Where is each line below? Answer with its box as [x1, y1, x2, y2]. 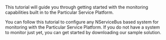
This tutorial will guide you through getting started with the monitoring [5, 4, 148, 10]
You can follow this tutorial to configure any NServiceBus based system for [5, 19, 159, 25]
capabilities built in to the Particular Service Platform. [5, 9, 114, 15]
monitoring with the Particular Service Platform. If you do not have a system [5, 24, 160, 30]
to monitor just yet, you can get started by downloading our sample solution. [5, 30, 162, 35]
